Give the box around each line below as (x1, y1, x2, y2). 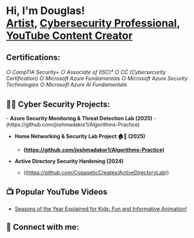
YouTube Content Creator (6, 29, 133, 42)
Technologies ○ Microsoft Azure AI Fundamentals (6, 81, 127, 89)
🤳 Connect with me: (6, 222, 79, 232)
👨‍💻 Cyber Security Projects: (6, 99, 110, 109)
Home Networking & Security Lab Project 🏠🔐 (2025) (14, 133, 145, 140)
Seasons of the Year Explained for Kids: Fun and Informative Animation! (14, 205, 188, 212)
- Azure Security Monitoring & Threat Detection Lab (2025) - (6, 115, 156, 122)
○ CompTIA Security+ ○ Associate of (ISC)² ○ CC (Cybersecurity (6, 69, 166, 76)
